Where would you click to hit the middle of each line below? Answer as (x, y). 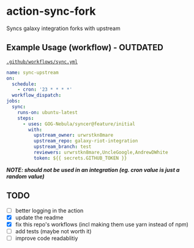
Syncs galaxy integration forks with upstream (63, 28)
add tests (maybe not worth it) (53, 231)
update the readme (39, 217)
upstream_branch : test (62, 147)
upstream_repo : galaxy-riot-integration (86, 141)
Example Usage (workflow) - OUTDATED (85, 48)
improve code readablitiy (47, 238)
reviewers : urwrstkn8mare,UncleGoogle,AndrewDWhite (101, 152)
